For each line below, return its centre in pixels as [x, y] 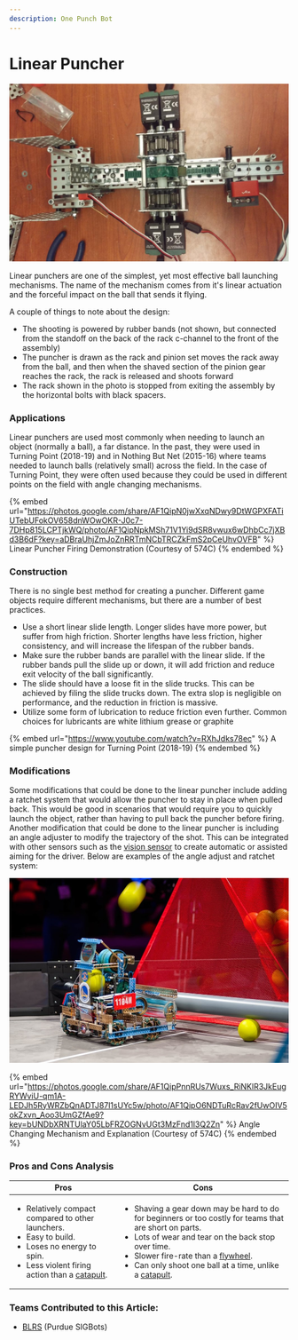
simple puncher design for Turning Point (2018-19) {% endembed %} [135, 748]
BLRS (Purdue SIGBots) [65, 1327]
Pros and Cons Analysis [62, 1166]
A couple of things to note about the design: [90, 312]
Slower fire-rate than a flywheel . [193, 1256]
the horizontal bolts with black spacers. [94, 394]
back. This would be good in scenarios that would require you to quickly [141, 809]
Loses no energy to [61, 1246]
